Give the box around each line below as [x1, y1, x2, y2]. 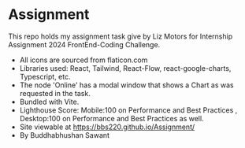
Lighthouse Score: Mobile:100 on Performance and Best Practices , [19, 105, 238, 115]
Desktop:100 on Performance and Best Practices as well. [19, 113, 204, 123]
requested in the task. [19, 88, 91, 98]
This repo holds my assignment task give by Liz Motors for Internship [8, 31, 233, 41]
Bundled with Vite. [19, 97, 80, 106]
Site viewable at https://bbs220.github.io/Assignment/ [19, 122, 195, 131]
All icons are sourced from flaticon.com [19, 55, 148, 65]
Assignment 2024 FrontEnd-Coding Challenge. [8, 39, 161, 49]
